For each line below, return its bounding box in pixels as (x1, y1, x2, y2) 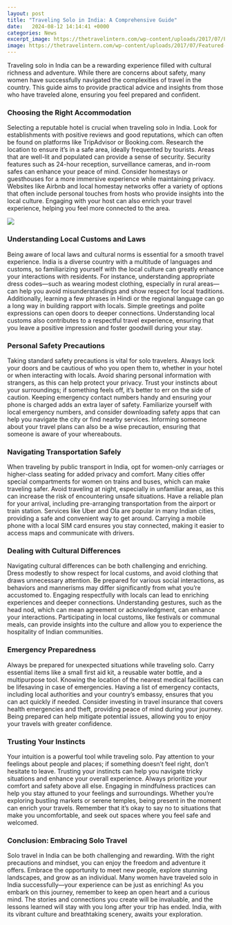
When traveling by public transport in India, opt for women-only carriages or (7, 463, 224, 471)
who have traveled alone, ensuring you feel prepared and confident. (7, 90, 200, 99)
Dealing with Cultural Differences (7, 546, 121, 556)
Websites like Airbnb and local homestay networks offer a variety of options (7, 182, 223, 191)
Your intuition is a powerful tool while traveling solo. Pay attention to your (7, 752, 215, 761)
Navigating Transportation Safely (7, 447, 122, 457)
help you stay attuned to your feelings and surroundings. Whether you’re (7, 789, 214, 798)
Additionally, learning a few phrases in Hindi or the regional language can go (7, 294, 224, 303)
